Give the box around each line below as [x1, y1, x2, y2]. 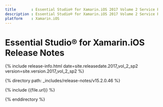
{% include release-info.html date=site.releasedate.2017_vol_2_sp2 [5, 63, 138, 69]
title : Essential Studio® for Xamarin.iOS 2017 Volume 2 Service [5, 7, 155, 12]
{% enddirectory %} [5, 96, 45, 102]
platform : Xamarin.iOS [5, 16, 60, 21]
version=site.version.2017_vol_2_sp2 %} [5, 68, 84, 74]
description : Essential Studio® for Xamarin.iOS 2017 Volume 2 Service [5, 12, 155, 16]
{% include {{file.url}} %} [5, 87, 55, 93]
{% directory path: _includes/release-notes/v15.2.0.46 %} [5, 78, 120, 84]
